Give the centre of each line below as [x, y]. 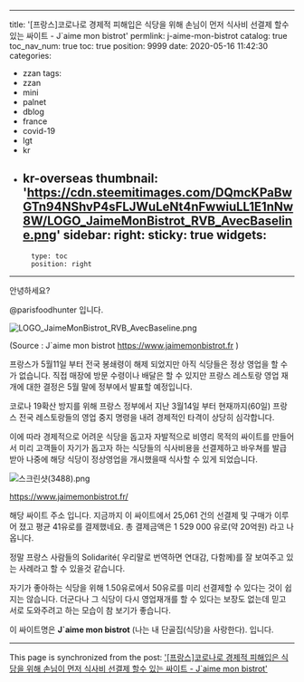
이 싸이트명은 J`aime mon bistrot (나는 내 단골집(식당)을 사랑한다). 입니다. [142, 629]
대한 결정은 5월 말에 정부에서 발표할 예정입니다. [109, 387]
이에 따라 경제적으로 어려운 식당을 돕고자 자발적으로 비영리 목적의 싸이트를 [140, 437]
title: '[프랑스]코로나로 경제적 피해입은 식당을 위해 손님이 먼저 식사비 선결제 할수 [149, 24]
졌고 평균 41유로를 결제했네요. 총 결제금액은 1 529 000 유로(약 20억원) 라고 [152, 526]
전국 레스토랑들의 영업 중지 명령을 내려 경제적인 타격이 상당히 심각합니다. [147, 417]
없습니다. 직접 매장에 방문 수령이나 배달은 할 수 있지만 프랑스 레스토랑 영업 [149, 375]
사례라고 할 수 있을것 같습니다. [72, 568]
